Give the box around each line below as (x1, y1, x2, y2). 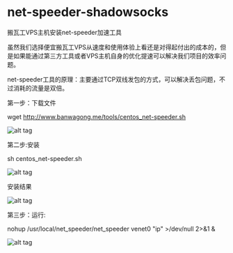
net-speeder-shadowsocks (7, 4, 169, 20)
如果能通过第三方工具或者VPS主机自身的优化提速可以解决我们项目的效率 (13, 52, 220, 60)
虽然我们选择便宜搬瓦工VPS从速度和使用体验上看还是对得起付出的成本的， (7, 43, 220, 51)
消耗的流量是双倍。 (13, 84, 68, 92)
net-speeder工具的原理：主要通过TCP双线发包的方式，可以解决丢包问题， (7, 75, 220, 84)
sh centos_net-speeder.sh (7, 154, 82, 162)
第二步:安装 (7, 140, 40, 148)
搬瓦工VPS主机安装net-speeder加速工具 (7, 28, 122, 36)
